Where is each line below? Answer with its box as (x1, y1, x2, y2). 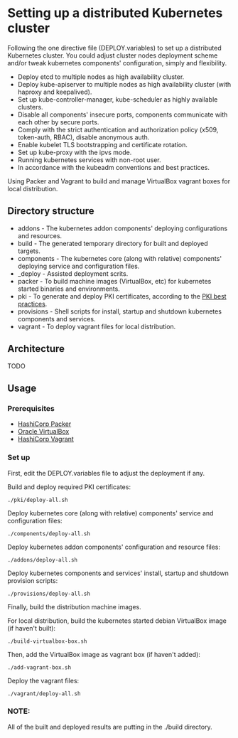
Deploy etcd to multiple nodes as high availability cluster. (17, 73, 185, 81)
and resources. (17, 231, 63, 240)
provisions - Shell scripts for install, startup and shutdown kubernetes (17, 307, 222, 316)
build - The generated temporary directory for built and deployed (17, 239, 208, 247)
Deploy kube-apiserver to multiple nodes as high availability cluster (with (17, 80, 232, 88)
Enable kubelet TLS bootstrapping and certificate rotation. (17, 140, 188, 149)
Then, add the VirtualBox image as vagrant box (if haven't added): (7, 650, 201, 658)
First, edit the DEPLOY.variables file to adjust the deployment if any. (7, 469, 205, 477)
